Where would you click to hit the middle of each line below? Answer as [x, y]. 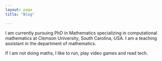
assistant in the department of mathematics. [51, 43]
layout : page [19, 10]
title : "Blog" [20, 14]
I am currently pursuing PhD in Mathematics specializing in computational [81, 33]
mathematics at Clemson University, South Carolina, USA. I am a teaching [81, 38]
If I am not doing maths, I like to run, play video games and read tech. [77, 53]
